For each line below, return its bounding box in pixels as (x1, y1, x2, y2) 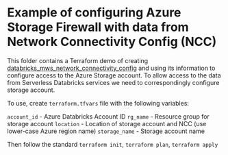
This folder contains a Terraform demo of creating (7, 56, 149, 64)
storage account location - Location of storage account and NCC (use (7, 119, 207, 128)
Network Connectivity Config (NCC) (7, 34, 217, 49)
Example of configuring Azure (7, 5, 181, 21)
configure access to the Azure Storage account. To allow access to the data (7, 71, 221, 80)
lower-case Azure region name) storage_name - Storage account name (7, 127, 205, 135)
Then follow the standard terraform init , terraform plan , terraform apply (7, 140, 218, 148)
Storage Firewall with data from (7, 19, 190, 35)
